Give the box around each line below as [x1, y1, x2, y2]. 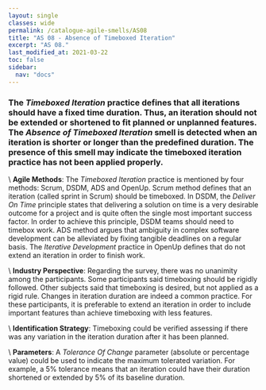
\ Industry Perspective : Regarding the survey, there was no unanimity [8, 265, 238, 275]
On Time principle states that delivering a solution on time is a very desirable [8, 199, 259, 209]
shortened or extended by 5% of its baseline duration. [8, 373, 185, 382]
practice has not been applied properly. [8, 156, 164, 168]
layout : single [8, 11, 59, 20]
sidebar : [8, 64, 37, 71]
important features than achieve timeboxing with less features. [8, 307, 213, 318]
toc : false [8, 56, 44, 64]
